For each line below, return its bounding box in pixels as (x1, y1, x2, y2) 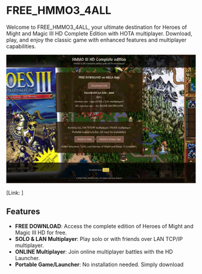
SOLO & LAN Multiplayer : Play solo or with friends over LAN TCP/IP (14, 235, 183, 242)
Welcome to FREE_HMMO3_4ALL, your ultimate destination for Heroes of (6, 23, 188, 31)
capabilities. (6, 43, 36, 50)
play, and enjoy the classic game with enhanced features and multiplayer (6, 36, 187, 43)
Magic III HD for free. (14, 229, 67, 236)
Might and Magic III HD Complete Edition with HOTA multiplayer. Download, (6, 29, 192, 37)
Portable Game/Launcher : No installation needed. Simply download (14, 261, 184, 268)
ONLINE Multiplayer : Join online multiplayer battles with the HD (14, 248, 173, 255)
